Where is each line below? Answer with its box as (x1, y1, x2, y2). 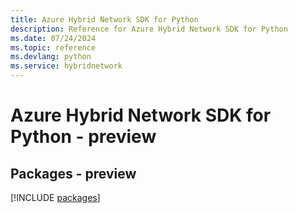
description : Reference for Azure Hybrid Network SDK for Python (10, 24, 288, 34)
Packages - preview (10, 165, 137, 182)
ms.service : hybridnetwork (10, 61, 123, 71)
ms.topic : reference (10, 42, 97, 53)
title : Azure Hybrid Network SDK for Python (10, 14, 199, 25)
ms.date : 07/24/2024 (10, 33, 97, 43)
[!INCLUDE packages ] (10, 192, 101, 203)
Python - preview (10, 126, 157, 148)
